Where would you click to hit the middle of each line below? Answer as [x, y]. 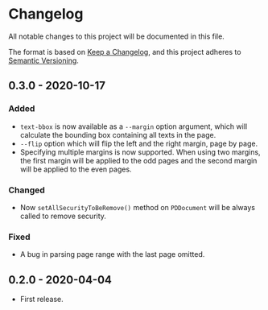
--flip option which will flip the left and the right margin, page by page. [139, 143]
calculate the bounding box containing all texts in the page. [118, 134]
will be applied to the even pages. [76, 169]
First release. [41, 300]
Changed [27, 190]
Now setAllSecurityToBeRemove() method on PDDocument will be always [138, 207]
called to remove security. [63, 216]
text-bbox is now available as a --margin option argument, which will [134, 126]
